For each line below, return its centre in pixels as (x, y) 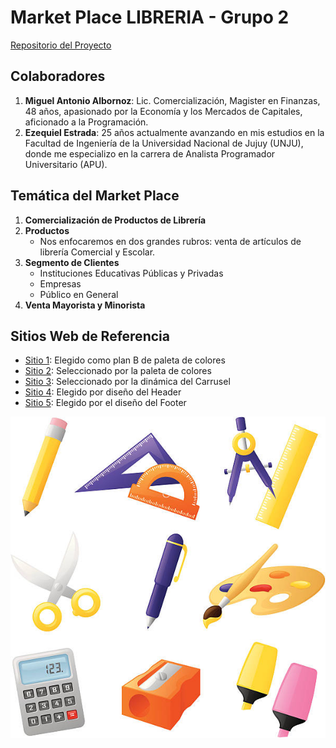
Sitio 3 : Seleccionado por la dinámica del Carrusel (127, 382)
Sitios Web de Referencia (90, 336)
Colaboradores (58, 76)
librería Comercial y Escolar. (97, 252)
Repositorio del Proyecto (61, 45)
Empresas (60, 283)
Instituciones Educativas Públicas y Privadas (131, 273)
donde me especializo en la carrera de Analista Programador (150, 153)
